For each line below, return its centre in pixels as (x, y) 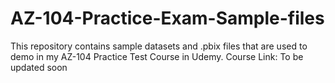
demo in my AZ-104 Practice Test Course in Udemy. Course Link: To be (157, 56)
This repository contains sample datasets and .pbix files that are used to (159, 46)
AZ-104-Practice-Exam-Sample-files (167, 18)
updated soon (39, 67)
